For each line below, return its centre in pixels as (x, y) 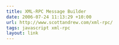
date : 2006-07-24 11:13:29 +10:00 (49, 17)
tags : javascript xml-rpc (38, 28)
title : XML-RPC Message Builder (46, 11)
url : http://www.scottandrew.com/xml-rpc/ (59, 22)
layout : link (22, 33)
